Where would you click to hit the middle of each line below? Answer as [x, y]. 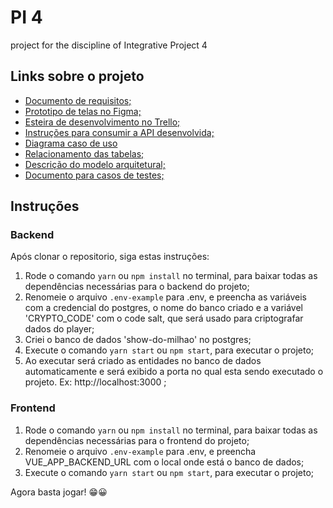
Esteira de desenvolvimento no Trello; [102, 122]
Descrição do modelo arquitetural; [95, 164]
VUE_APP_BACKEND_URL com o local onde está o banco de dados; [164, 462]
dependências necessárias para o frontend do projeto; [137, 440]
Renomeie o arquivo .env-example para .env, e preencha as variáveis [165, 297]
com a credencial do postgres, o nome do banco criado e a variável [163, 308]
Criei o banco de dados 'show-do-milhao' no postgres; [138, 340]
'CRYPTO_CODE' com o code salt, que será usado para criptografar [164, 318]
